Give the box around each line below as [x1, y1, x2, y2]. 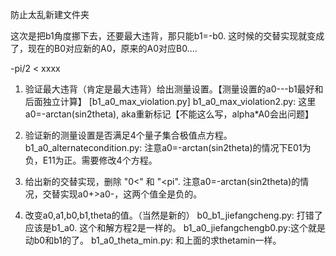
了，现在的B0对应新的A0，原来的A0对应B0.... [10, 43, 198, 54]
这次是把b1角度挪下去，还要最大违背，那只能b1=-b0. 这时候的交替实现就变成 [10, 30, 325, 42]
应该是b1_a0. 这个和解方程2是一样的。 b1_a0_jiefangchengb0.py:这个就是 [24, 222, 326, 233]
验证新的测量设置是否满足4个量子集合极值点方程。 [24, 129, 233, 141]
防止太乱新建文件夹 [10, 9, 90, 20]
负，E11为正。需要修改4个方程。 [24, 154, 158, 166]
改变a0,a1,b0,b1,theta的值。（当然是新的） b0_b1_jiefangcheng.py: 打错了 [24, 209, 323, 221]
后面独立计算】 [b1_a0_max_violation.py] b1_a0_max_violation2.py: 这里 [24, 96, 317, 107]
